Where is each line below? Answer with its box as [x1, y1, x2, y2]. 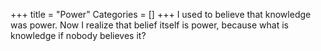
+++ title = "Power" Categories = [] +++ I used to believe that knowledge [10, 9, 312, 20]
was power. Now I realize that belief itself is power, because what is [10, 19, 289, 31]
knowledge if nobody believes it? [10, 30, 147, 41]
